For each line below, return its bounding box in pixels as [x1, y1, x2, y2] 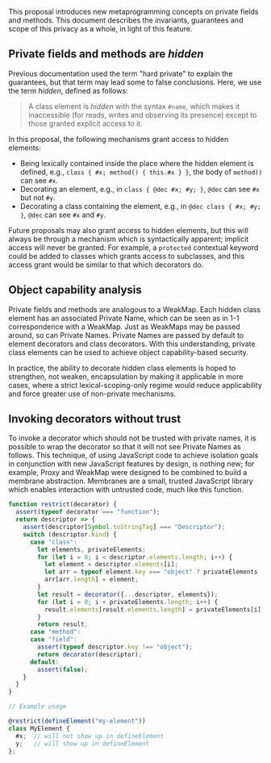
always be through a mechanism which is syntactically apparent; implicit [8, 234, 249, 244]
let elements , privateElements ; [37, 545, 147, 553]
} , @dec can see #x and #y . [19, 210, 106, 219]
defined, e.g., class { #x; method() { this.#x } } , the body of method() [19, 167, 263, 177]
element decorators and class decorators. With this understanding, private [8, 339, 256, 348]
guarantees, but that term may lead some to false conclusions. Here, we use [8, 77, 262, 87]
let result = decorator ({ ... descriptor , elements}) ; [37, 590, 219, 598]
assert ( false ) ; [37, 665, 89, 673]
